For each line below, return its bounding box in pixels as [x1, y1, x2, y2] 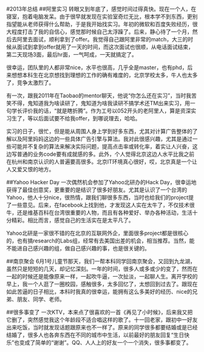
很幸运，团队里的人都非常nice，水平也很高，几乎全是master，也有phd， [6, 64, 188, 71]
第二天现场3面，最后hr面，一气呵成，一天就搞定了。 [6, 51, 138, 58]
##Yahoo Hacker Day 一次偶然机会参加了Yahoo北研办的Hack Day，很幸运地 [6, 179, 197, 185]
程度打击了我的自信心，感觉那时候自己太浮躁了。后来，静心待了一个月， [11, 28, 192, 35]
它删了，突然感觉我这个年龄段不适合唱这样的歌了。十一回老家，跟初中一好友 [6, 316, 198, 323]
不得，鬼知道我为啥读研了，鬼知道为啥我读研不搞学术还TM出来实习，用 [11, 100, 190, 106]
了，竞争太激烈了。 [6, 79, 55, 86]
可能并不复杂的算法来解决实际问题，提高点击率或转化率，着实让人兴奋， [11, 143, 192, 150]
